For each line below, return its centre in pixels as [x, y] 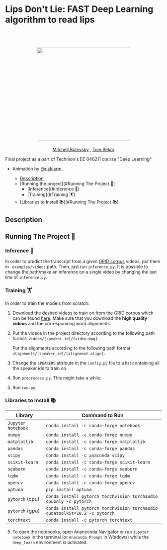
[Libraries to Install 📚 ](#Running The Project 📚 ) [69, 202]
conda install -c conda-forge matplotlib [95, 442]
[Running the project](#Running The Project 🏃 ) [67, 184]
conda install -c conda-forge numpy [89, 435]
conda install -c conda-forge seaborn [91, 469]
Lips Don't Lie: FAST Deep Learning [79, 9]
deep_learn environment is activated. [50, 542]
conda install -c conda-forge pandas [90, 448]
